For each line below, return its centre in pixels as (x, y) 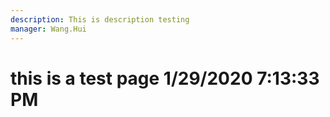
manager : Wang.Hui (48, 29)
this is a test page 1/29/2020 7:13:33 (165, 78)
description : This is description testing (100, 19)
